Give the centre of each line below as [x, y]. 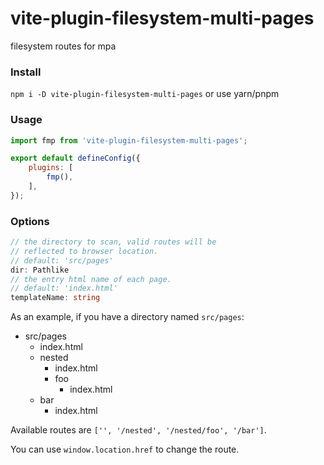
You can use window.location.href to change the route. [125, 449]
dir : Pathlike [40, 270]
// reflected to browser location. [84, 251]
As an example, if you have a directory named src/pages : [127, 317]
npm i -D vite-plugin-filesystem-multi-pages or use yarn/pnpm [145, 94]
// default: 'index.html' [64, 288]
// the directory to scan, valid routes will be [113, 242]
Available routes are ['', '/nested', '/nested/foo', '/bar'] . [138, 430]
